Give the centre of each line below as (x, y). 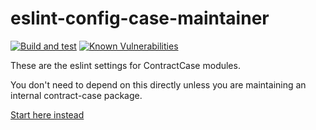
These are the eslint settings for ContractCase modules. (125, 65)
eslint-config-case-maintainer (140, 18)
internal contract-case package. (76, 95)
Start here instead (47, 114)
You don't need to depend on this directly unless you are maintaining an (158, 84)
